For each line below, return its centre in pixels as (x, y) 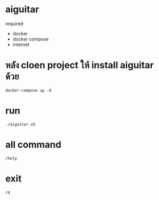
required (14, 24)
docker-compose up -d (28, 90)
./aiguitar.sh (21, 124)
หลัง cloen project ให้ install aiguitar (79, 65)
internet (21, 44)
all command (33, 145)
